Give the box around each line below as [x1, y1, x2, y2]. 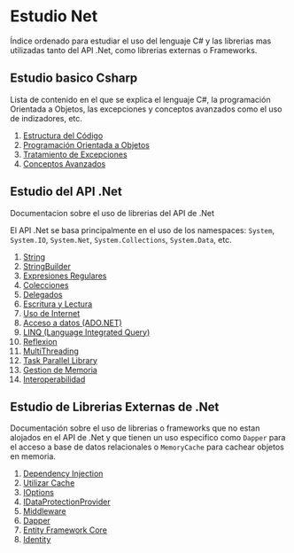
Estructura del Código [22, 130, 104, 141]
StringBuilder [22, 261, 72, 271]
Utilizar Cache [22, 478, 75, 488]
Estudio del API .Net [10, 184, 122, 199]
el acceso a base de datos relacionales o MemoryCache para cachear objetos [10, 441, 284, 453]
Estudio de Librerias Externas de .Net [10, 399, 220, 414]
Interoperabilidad [22, 374, 86, 385]
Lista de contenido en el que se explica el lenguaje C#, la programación [10, 94, 271, 105]
